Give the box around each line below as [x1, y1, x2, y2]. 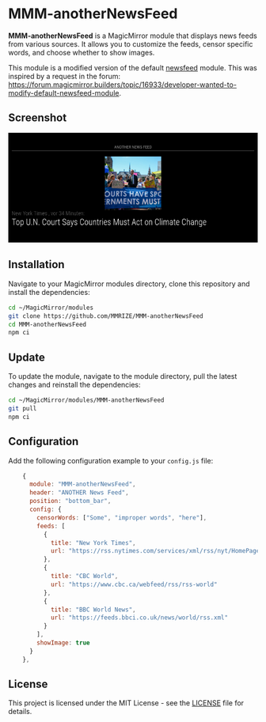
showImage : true [36, 639, 90, 647]
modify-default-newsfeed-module [8, 88, 120, 97]
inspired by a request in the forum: [8, 71, 121, 81]
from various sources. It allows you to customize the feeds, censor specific [8, 39, 253, 48]
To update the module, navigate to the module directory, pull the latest [8, 372, 237, 381]
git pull [8, 404, 37, 412]
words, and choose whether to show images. [8, 47, 155, 57]
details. [8, 707, 32, 716]
